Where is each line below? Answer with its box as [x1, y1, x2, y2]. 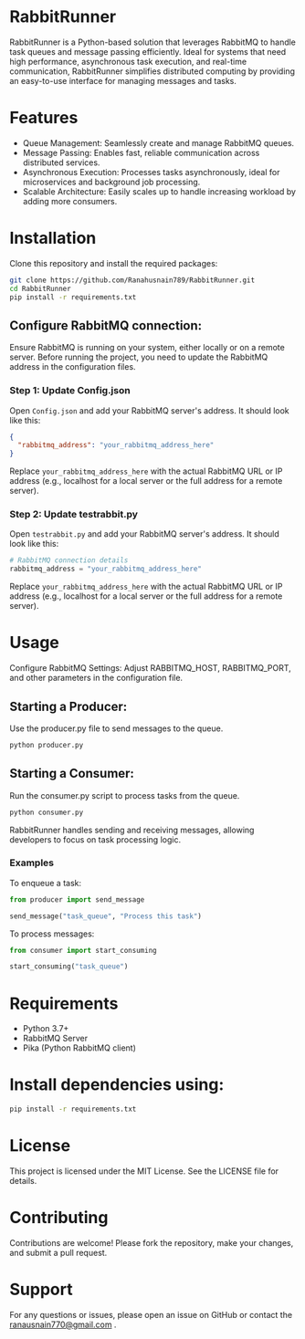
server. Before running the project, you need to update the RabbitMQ [9, 351, 268, 362]
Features [9, 108, 79, 129]
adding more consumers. [22, 195, 118, 206]
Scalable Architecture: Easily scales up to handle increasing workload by [22, 185, 297, 197]
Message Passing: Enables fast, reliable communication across [22, 147, 260, 158]
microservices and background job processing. [22, 176, 201, 187]
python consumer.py [9, 808, 84, 817]
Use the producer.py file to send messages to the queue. [9, 723, 224, 734]
